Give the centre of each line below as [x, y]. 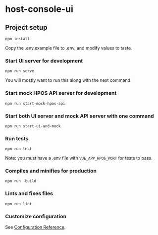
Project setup [26, 28]
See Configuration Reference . [35, 227]
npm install [17, 39]
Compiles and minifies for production [51, 171]
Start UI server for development [44, 60]
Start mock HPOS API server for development [61, 93]
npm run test [19, 149]
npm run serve [20, 71]
